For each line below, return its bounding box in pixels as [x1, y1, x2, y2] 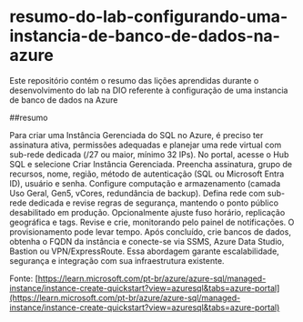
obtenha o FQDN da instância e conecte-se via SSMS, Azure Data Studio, [9, 236, 285, 247]
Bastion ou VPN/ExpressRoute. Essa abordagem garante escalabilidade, [9, 246, 279, 257]
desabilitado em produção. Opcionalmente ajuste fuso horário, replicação [9, 206, 286, 217]
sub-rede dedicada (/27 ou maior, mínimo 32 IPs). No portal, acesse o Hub [9, 148, 289, 160]
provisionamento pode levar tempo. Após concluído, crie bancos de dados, [9, 226, 291, 237]
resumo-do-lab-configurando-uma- [9, 6, 288, 27]
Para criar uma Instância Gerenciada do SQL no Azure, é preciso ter [9, 129, 264, 140]
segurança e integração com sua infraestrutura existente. [9, 255, 225, 266]
